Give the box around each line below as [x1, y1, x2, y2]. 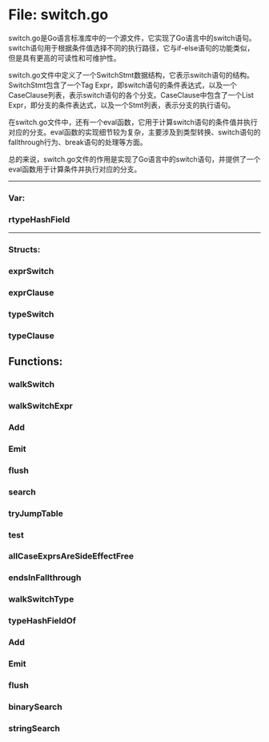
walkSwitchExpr [8, 401, 74, 411]
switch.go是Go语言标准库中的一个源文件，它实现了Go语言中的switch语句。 [8, 33, 256, 42]
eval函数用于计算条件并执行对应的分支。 [8, 164, 142, 174]
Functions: [8, 355, 63, 369]
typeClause [8, 330, 54, 341]
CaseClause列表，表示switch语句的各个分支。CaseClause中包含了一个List [8, 90, 255, 99]
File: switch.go [8, 6, 109, 24]
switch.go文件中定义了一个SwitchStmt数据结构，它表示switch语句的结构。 [8, 70, 254, 79]
